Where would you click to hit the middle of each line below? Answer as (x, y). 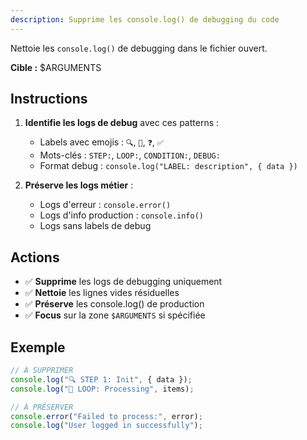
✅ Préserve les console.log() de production (114, 304)
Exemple (38, 347)
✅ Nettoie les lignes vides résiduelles (102, 293)
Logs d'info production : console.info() (121, 215)
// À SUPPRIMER (42, 371)
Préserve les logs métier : (79, 185)
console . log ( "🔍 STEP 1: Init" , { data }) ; (101, 379)
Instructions (49, 99)
